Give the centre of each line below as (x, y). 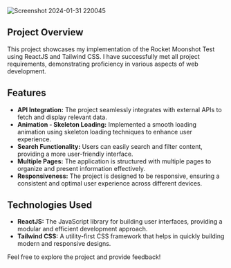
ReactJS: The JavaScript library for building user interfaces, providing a (120, 222)
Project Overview (45, 32)
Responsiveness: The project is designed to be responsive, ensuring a (118, 176)
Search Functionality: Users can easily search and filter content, (110, 146)
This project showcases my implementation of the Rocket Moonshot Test (111, 49)
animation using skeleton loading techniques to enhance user (104, 132)
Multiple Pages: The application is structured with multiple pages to (114, 161)
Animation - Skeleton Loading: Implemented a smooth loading (107, 124)
